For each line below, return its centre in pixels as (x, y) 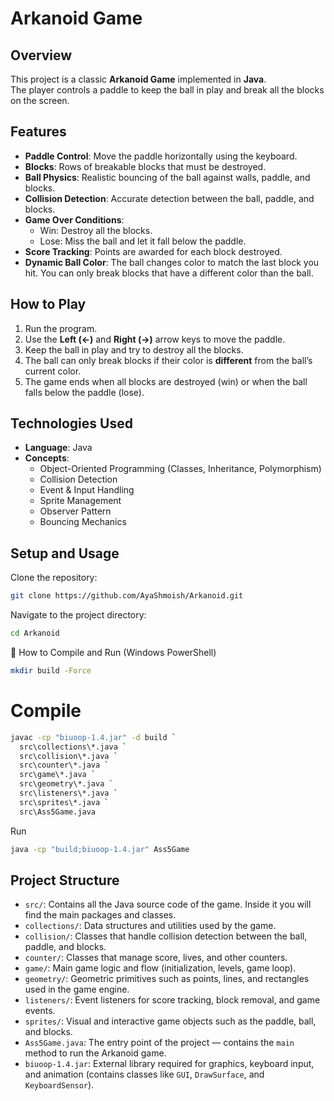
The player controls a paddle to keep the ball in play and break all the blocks (167, 90)
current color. (53, 371)
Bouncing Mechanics (83, 522)
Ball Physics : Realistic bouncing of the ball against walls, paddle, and (167, 177)
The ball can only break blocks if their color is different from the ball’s (168, 360)
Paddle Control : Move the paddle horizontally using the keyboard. (161, 156)
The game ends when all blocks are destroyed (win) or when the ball (166, 381)
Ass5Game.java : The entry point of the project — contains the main (159, 1043)
